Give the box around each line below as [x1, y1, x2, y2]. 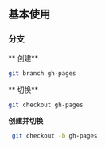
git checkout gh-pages [8, 101, 84, 109]
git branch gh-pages [8, 69, 77, 78]
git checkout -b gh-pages [11, 132, 98, 140]
